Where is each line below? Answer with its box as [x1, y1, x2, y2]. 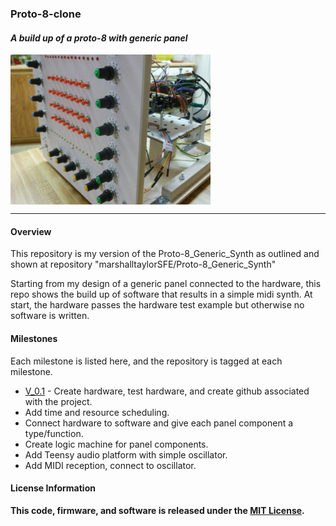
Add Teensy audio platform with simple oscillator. [24, 448, 228, 461]
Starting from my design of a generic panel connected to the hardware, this [10, 278, 322, 290]
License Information [10, 482, 96, 494]
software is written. [10, 310, 90, 322]
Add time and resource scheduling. [24, 406, 170, 418]
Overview [10, 225, 52, 237]
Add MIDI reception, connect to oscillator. [24, 459, 197, 471]
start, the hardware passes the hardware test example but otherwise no [10, 299, 305, 311]
